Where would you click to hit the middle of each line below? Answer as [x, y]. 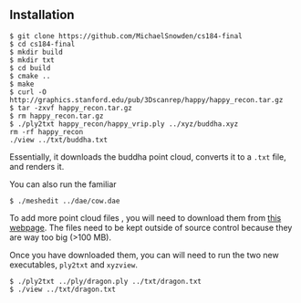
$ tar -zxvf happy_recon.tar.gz [71, 108]
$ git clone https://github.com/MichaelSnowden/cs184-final [126, 36]
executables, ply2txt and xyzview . [74, 265]
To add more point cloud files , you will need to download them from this [145, 217]
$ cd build [30, 68]
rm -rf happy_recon [47, 131]
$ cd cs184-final [42, 44]
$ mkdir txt [32, 60]
